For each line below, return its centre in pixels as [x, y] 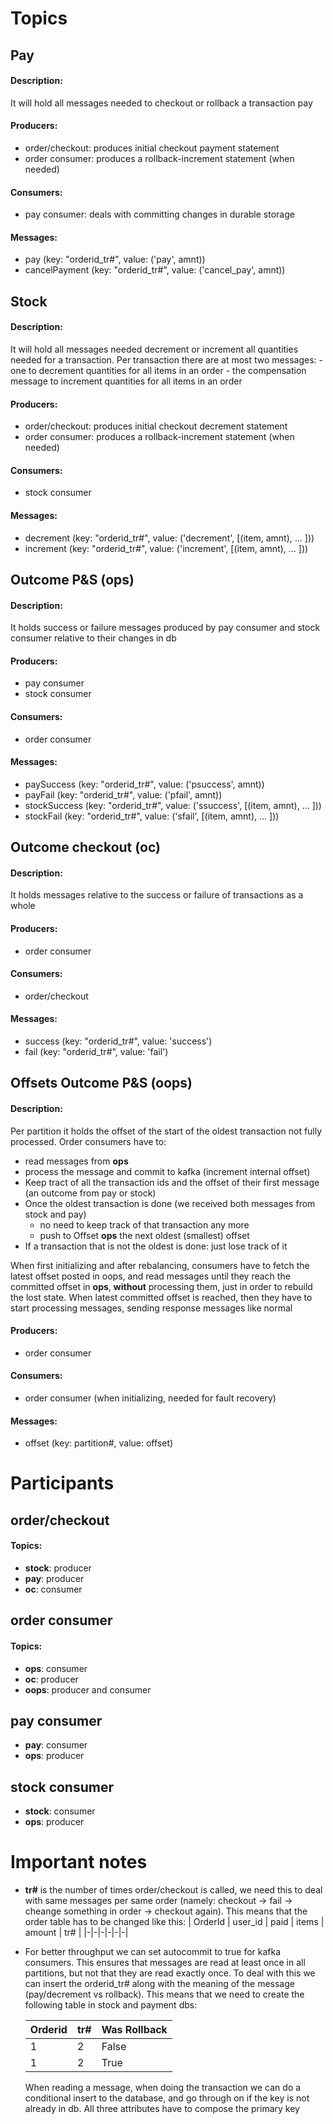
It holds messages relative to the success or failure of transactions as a [157, 895]
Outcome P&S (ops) [72, 579]
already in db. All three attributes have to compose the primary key [162, 2109]
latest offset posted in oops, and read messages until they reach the [150, 1276]
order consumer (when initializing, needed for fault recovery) [150, 1398]
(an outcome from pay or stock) [90, 1193]
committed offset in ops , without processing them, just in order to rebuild [161, 1286]
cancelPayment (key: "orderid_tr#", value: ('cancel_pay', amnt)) [155, 270]
